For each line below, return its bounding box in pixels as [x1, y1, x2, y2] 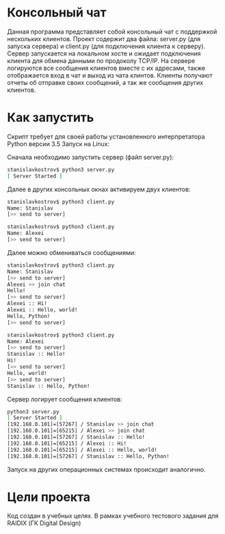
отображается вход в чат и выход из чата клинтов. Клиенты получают [7, 71, 213, 80]
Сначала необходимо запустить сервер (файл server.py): [7, 153, 174, 161]
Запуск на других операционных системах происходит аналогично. [7, 465, 207, 474]
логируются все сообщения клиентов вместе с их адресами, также [7, 64, 206, 72]
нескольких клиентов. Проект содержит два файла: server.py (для [7, 34, 201, 43]
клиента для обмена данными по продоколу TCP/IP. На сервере [7, 56, 196, 64]
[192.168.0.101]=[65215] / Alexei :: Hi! [7, 440, 127, 447]
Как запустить [7, 110, 94, 125]
